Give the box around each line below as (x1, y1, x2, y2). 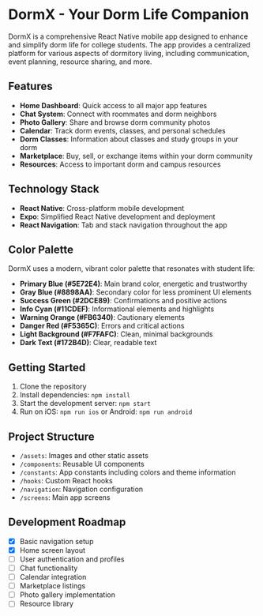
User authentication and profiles (19, 554, 125, 564)
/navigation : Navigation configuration (19, 484, 144, 494)
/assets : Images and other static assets (19, 451, 148, 460)
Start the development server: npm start (19, 399, 152, 408)
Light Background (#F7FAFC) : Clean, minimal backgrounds (19, 329, 213, 339)
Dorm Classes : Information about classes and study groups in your (19, 134, 239, 144)
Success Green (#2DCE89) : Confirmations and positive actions (19, 296, 227, 306)
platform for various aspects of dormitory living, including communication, (8, 48, 250, 58)
